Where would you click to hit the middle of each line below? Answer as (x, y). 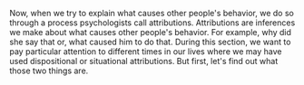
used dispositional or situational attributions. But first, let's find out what (144, 61)
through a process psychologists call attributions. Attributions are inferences (152, 23)
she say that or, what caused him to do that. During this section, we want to (150, 42)
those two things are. (49, 71)
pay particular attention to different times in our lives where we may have (146, 52)
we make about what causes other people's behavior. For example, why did (151, 32)
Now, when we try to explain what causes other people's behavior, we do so (152, 13)
